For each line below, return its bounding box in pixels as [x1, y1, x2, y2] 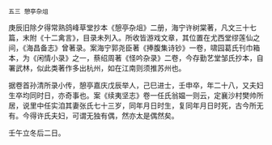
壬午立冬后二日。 [8, 128, 66, 138]
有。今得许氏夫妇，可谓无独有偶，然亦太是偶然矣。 [8, 111, 179, 120]
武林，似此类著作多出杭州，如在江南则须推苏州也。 [15, 63, 186, 73]
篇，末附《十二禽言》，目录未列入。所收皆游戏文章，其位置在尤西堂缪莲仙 [8, 33, 253, 42]
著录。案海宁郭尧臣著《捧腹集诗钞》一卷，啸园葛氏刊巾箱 [68, 43, 261, 53]
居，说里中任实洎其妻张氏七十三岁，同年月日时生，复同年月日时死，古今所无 [8, 100, 264, 110]
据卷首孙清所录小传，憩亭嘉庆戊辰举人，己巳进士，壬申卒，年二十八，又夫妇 [8, 80, 264, 90]
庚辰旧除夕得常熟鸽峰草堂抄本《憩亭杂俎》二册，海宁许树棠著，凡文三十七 [8, 23, 257, 32]
